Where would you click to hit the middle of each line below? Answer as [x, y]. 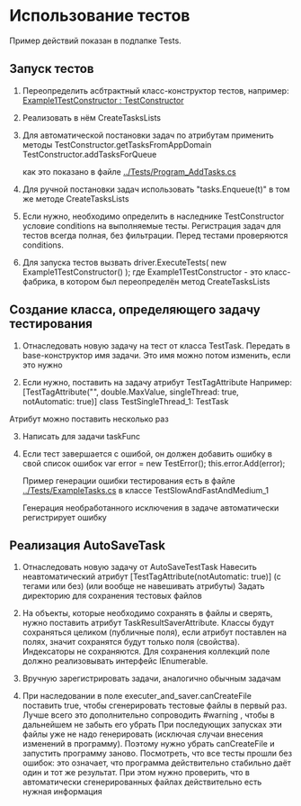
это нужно [42, 365]
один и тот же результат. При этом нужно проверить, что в [136, 773]
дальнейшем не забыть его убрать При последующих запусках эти [152, 725]
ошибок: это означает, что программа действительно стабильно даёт [157, 763]
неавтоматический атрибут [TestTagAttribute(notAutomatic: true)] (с [151, 576]
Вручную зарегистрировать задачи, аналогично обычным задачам [151, 679]
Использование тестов [100, 16]
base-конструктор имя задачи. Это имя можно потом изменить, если [156, 355]
